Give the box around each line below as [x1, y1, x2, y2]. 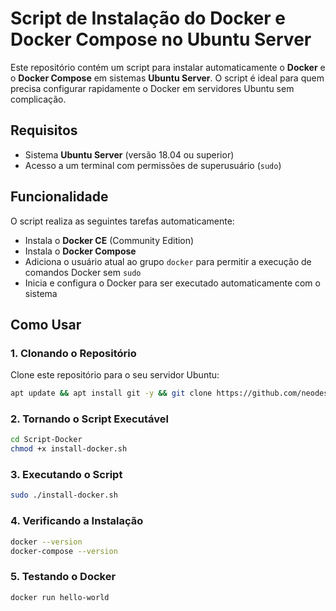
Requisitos [10, 122, 78, 139]
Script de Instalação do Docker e [10, 7, 287, 30]
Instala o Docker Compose [24, 245, 137, 257]
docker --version [10, 537, 83, 547]
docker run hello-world [10, 592, 110, 602]
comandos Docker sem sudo [24, 266, 142, 278]
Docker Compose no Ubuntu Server [10, 28, 312, 51]
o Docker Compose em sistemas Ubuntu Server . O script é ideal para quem [10, 72, 325, 84]
